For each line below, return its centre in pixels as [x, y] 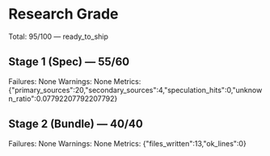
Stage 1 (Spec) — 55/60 [69, 62]
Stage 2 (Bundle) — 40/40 [76, 124]
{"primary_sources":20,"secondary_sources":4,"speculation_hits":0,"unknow [135, 90]
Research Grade [63, 14]
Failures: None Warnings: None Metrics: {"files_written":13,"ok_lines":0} [127, 143]
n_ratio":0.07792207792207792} [63, 99]
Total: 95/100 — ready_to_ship [59, 36]
